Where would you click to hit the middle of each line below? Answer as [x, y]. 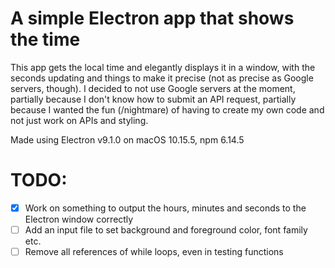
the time [45, 39]
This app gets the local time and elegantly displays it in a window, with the [163, 67]
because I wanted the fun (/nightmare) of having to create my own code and [167, 109]
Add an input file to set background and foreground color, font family [166, 229]
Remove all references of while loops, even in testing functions [154, 251]
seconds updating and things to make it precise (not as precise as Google [162, 78]
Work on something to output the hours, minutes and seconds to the [165, 208]
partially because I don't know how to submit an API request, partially [153, 99]
